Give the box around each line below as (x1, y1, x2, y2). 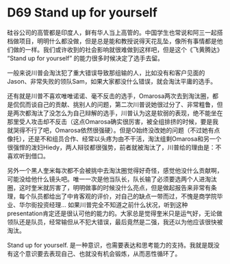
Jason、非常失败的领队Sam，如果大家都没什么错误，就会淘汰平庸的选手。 (7, 77, 217, 85)
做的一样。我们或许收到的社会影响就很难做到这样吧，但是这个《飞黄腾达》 (12, 45, 223, 53)
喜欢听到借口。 (7, 152, 49, 160)
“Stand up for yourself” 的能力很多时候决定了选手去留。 (7, 53, 164, 62)
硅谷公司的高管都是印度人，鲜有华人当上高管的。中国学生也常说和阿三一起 (7, 28, 217, 36)
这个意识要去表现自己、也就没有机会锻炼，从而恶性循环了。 (12, 249, 181, 258)
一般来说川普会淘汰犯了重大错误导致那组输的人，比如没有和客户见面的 (7, 69, 205, 77)
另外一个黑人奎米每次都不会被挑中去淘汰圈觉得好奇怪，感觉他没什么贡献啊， (7, 166, 223, 174)
